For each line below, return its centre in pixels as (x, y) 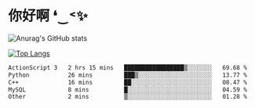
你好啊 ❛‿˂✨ (48, 16)
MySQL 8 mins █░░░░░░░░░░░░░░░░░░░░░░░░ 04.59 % (127, 90)
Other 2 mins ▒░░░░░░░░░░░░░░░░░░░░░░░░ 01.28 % (127, 97)
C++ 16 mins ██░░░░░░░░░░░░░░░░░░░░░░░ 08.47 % (127, 82)
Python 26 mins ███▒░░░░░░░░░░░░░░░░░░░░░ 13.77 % (127, 75)
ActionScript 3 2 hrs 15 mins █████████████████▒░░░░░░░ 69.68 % (127, 67)
